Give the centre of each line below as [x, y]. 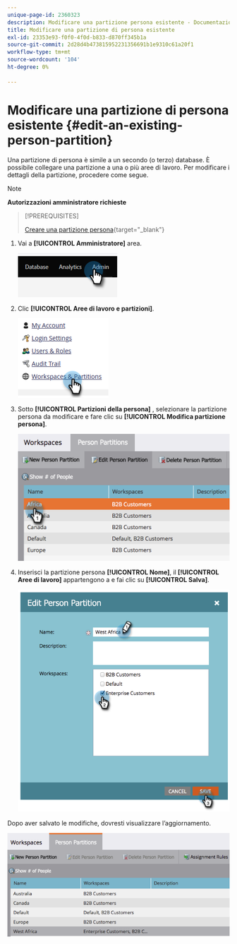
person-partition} [60, 140]
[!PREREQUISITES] [51, 216]
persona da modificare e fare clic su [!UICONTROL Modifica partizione [121, 416]
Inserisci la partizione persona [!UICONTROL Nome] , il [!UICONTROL [118, 572]
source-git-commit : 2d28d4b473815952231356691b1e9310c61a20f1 [101, 45]
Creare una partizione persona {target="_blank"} [95, 229]
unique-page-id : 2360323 [44, 15]
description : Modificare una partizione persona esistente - [99, 22]
